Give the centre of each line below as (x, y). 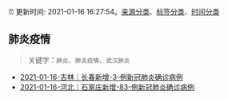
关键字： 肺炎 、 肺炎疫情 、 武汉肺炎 (79, 60)
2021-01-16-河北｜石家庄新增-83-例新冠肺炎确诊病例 (107, 87)
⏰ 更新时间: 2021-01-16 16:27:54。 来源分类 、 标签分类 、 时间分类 (114, 12)
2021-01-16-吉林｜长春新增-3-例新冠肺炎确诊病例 (101, 77)
